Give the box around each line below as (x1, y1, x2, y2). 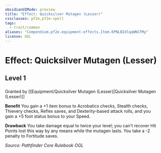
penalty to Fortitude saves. (5, 133, 59, 139)
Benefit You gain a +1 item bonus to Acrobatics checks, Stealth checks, (5, 103, 148, 109)
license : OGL (5, 34, 32, 39)
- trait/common (9, 25, 40, 30)
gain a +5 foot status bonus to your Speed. (5, 113, 91, 119)
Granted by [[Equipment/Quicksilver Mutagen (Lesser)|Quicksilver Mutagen (5, 89, 156, 94)
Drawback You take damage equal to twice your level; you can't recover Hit (5, 123, 156, 129)
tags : (5, 20, 16, 26)
